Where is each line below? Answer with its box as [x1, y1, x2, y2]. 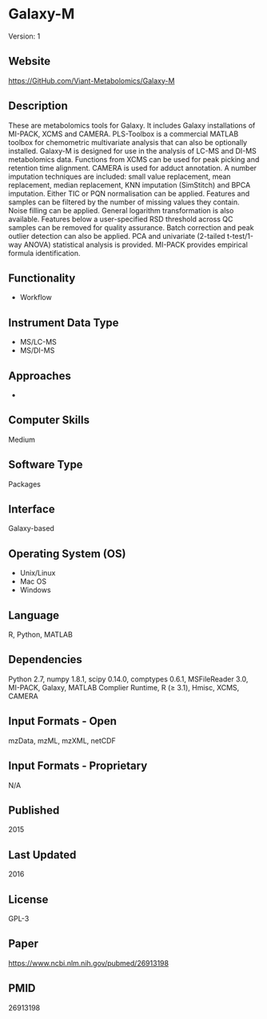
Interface [8, 503, 55, 516]
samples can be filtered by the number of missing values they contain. [8, 197, 240, 207]
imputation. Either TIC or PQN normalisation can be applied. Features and [8, 188, 250, 198]
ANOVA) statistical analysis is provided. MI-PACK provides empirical [23, 240, 248, 249]
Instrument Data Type [8, 316, 119, 330]
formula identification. [8, 248, 81, 257]
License [8, 892, 49, 906]
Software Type [8, 458, 83, 471]
